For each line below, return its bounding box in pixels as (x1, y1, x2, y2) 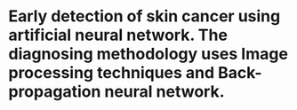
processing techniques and (8, 63, 215, 83)
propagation (8, 82, 101, 102)
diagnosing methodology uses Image (8, 44, 288, 64)
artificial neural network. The (8, 25, 229, 45)
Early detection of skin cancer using (8, 6, 281, 27)
